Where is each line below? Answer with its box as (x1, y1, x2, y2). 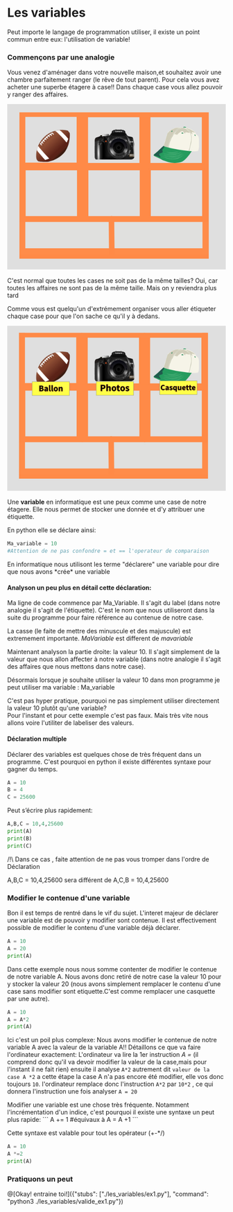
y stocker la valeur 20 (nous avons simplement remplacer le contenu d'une (7, 979, 221, 988)
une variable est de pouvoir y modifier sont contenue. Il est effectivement (7, 916, 217, 924)
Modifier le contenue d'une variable (7, 893, 130, 902)
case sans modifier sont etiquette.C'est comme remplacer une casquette (7, 987, 216, 995)
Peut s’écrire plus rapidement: (7, 806, 93, 815)
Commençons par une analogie (7, 52, 115, 62)
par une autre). (7, 994, 50, 1003)
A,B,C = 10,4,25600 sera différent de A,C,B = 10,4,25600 (7, 875, 169, 884)
